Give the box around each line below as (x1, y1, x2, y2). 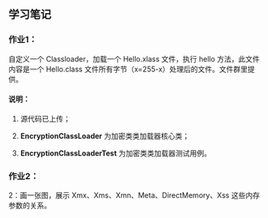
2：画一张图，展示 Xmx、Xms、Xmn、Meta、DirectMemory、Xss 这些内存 (8, 190, 260, 200)
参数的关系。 (8, 201, 51, 211)
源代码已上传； (19, 113, 71, 123)
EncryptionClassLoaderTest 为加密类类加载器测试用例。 (19, 148, 211, 158)
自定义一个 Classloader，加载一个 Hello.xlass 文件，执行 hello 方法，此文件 (8, 53, 260, 63)
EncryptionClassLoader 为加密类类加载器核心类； (19, 130, 190, 140)
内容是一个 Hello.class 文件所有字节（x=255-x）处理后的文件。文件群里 (8, 64, 249, 74)
